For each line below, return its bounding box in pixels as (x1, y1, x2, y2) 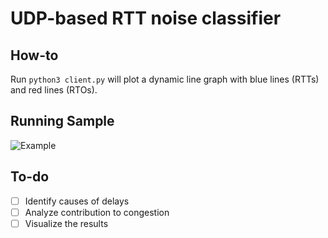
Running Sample (10, 113, 115, 130)
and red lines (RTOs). (10, 84, 98, 96)
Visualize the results (24, 217, 109, 229)
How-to (10, 47, 59, 64)
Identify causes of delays (24, 195, 130, 207)
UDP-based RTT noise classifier (10, 7, 282, 30)
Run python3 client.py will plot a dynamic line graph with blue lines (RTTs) (10, 73, 320, 85)
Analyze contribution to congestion (24, 206, 170, 218)
